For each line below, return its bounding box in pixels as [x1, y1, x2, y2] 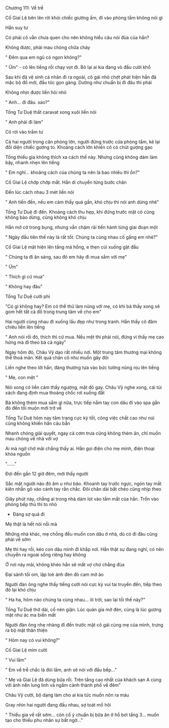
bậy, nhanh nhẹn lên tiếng [5, 160, 60, 165]
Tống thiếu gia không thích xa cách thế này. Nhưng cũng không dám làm [5, 154, 158, 160]
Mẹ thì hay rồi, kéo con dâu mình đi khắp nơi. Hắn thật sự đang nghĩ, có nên [5, 546, 164, 552]
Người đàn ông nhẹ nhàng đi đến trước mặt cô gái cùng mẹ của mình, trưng [5, 622, 164, 627]
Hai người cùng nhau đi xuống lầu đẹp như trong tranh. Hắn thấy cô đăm [5, 319, 157, 324]
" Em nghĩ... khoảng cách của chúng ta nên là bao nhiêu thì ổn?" [5, 169, 140, 175]
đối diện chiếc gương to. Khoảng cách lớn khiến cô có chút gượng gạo [5, 144, 153, 150]
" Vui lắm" [5, 657, 26, 663]
